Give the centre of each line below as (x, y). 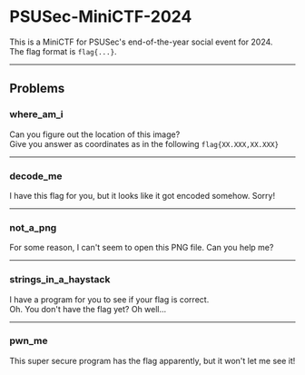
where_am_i (36, 114)
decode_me (36, 176)
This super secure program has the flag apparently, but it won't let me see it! (152, 360)
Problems (37, 89)
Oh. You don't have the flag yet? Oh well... (88, 309)
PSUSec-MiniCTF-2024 (101, 17)
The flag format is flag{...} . (63, 51)
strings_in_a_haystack (60, 280)
